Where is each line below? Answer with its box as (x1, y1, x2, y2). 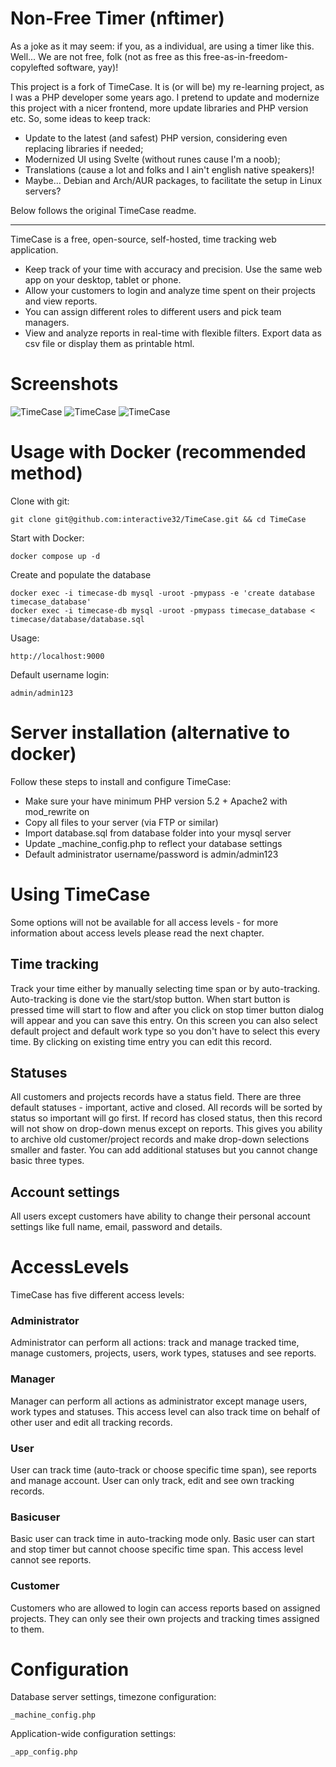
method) (10, 462, 83, 485)
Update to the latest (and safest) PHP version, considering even (24, 132, 288, 144)
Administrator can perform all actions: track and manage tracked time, (10, 1337, 300, 1349)
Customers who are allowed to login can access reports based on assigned (10, 1602, 321, 1614)
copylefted (10, 61, 55, 73)
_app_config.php (10, 1747, 78, 1757)
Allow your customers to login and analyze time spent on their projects (24, 284, 316, 296)
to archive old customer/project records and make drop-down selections (10, 1133, 310, 1146)
